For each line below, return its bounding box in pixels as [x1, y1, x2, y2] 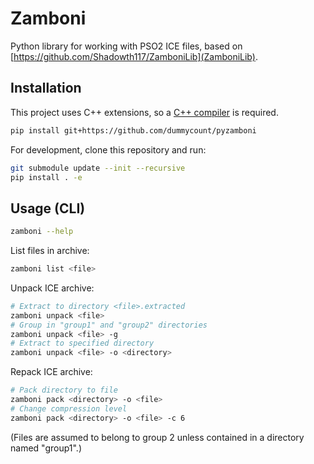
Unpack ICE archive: [10, 282, 95, 294]
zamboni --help [10, 227, 74, 237]
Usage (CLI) [10, 200, 86, 217]
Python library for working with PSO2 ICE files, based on [10, 40, 243, 52]
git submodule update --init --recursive [10, 163, 186, 173]
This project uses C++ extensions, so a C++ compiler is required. [10, 106, 279, 118]
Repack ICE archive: [10, 366, 93, 378]
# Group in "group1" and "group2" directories [10, 320, 208, 330]
